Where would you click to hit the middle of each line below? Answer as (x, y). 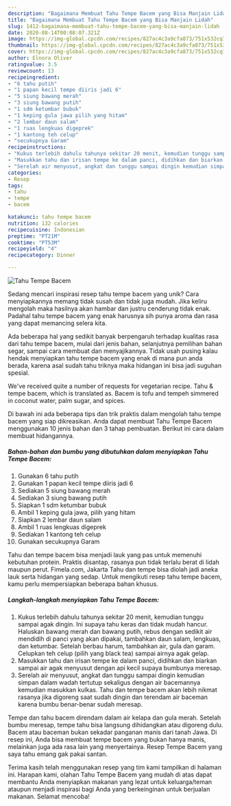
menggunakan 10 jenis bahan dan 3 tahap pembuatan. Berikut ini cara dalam (116, 428)
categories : (25, 173)
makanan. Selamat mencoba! (49, 796)
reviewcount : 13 (31, 71)
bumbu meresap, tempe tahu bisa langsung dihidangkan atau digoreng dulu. (115, 724)
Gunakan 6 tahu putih (48, 476)
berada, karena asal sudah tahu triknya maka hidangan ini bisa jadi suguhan (115, 365)
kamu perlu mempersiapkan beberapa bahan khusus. (83, 584)
